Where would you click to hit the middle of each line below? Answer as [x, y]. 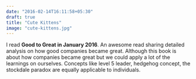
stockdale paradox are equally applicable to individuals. [74, 70]
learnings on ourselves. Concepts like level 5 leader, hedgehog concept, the [98, 64]
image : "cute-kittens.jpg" [39, 28]
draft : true [21, 17]
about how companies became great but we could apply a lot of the [88, 57]
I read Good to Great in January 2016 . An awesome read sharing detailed [95, 45]
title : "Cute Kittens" [34, 22]
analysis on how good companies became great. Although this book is [91, 51]
